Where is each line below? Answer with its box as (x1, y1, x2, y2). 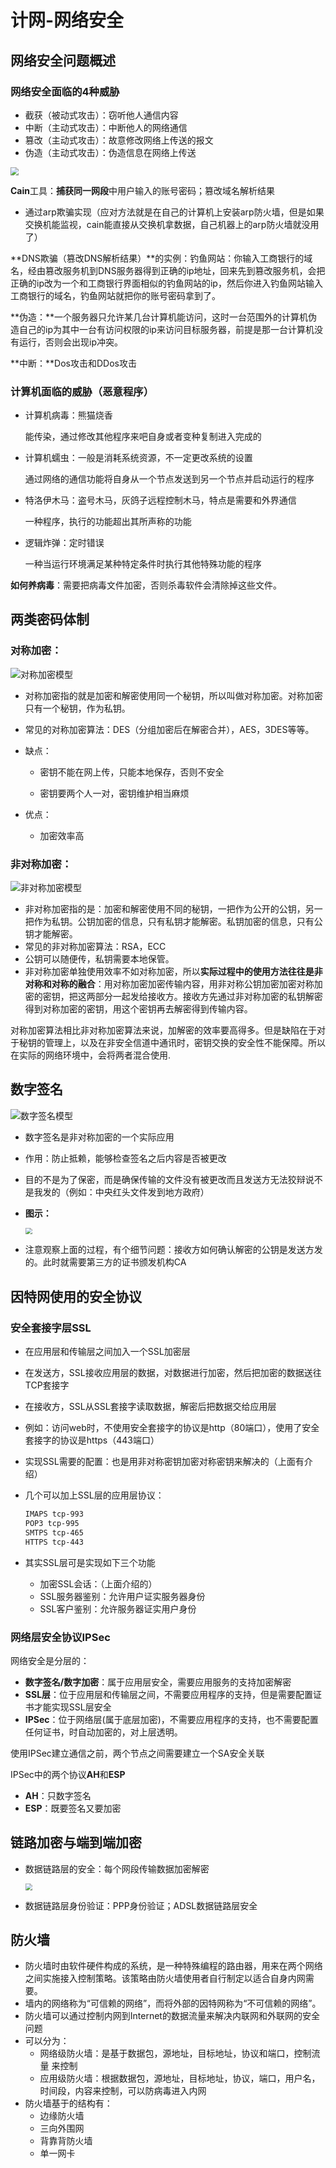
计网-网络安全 (10, 9, 125, 32)
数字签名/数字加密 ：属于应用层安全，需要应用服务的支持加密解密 (24, 1676, 292, 1688)
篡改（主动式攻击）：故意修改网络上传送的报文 (24, 134, 214, 146)
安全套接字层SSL (10, 1321, 92, 1335)
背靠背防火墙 (39, 2135, 93, 2147)
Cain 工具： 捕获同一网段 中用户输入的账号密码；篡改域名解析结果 (10, 184, 275, 196)
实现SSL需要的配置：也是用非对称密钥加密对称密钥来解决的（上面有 (24, 1456, 305, 1468)
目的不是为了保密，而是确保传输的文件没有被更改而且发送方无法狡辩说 (24, 1173, 315, 1185)
